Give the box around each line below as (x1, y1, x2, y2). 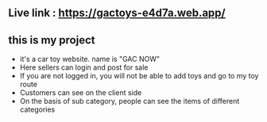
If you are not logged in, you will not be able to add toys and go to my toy (19, 71, 259, 81)
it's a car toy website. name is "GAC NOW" (19, 55, 161, 64)
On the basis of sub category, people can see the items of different (19, 97, 240, 106)
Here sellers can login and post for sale (19, 63, 149, 72)
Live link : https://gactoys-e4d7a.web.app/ (8, 6, 226, 20)
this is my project (8, 33, 95, 47)
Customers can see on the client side (19, 88, 142, 97)
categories (19, 105, 56, 114)
